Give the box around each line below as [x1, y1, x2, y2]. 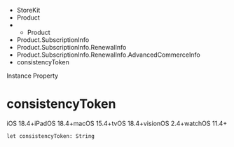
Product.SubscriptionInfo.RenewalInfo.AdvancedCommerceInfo [16, 50, 200, 59]
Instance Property [6, 71, 59, 80]
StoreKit [16, 6, 41, 14]
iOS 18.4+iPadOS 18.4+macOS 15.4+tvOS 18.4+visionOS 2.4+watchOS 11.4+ [6, 119, 228, 127]
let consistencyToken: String [6, 132, 95, 139]
